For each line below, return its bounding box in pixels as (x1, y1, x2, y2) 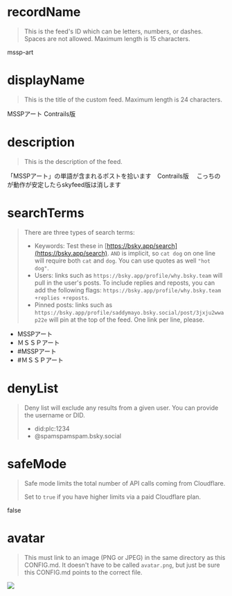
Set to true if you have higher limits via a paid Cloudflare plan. (24, 492, 202, 501)
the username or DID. (24, 411, 85, 419)
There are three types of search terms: (24, 228, 135, 236)
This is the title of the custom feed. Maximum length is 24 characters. (24, 95, 223, 104)
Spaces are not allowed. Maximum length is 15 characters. (24, 34, 190, 42)
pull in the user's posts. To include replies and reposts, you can (34, 279, 215, 287)
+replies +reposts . (34, 293, 90, 301)
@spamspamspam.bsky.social (34, 431, 122, 440)
